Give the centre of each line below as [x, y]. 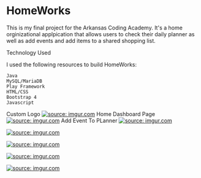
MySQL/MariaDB [25, 81]
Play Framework [26, 87]
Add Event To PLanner [89, 120]
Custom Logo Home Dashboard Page [81, 114]
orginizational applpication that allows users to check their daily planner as [100, 34]
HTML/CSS [17, 92]
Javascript [20, 103]
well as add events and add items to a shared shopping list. [81, 41]
